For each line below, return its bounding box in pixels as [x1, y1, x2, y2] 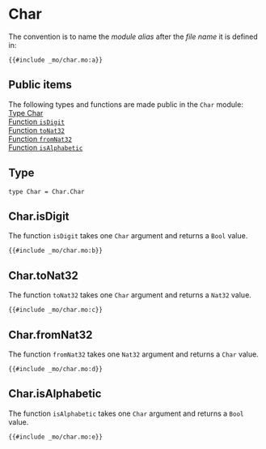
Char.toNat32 [8, 268, 79, 282]
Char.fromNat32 [8, 327, 93, 341]
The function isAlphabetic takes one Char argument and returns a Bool [8, 408, 244, 418]
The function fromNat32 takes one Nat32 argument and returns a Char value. [8, 349, 259, 359]
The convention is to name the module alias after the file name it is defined [8, 32, 259, 41]
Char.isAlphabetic [8, 387, 102, 401]
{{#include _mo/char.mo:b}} [8, 246, 103, 255]
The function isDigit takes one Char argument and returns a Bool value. [8, 231, 248, 241]
